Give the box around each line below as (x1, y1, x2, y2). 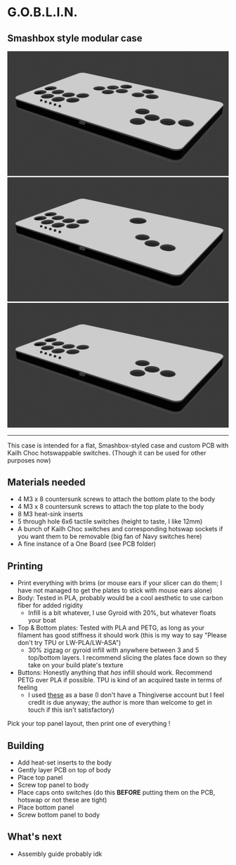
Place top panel (17, 773, 63, 781)
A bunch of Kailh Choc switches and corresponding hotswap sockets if (17, 525, 223, 533)
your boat (27, 616, 56, 625)
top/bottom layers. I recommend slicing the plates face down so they (27, 653, 227, 662)
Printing (7, 560, 44, 572)
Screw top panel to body (17, 781, 89, 789)
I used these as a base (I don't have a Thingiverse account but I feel (27, 691, 225, 699)
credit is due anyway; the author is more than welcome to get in (27, 698, 213, 707)
